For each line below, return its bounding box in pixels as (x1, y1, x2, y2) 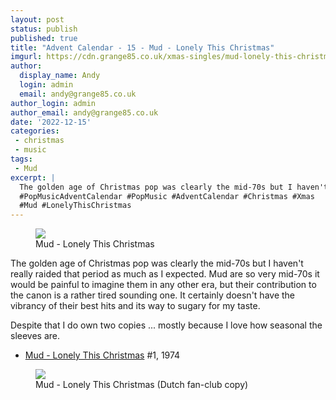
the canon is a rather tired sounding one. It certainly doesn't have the (10, 289, 295, 301)
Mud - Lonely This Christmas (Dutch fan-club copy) (35, 379, 249, 391)
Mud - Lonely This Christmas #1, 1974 (24, 349, 181, 361)
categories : (10, 126, 60, 136)
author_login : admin (10, 98, 97, 108)
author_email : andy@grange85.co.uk (10, 107, 159, 118)
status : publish (10, 24, 78, 34)
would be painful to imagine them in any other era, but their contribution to (10, 279, 317, 291)
